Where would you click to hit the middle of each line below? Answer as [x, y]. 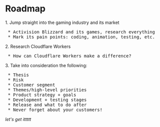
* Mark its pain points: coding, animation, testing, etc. [81, 37]
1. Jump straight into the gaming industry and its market [62, 22]
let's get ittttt [18, 119]
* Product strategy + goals [42, 95]
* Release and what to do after [47, 105]
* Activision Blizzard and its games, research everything [81, 32]
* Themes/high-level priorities [47, 90]
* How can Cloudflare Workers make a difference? [70, 56]
